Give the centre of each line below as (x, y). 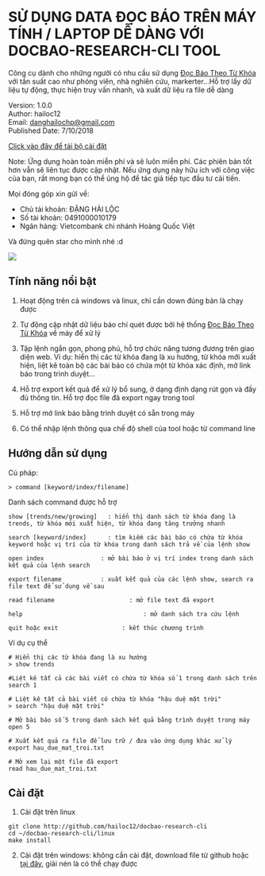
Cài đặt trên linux (48, 812)
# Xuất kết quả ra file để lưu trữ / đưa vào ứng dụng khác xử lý (120, 741)
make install (30, 841)
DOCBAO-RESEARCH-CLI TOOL (115, 51)
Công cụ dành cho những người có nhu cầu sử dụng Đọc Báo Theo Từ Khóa (132, 72)
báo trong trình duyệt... (57, 373)
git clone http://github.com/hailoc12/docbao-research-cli (108, 827)
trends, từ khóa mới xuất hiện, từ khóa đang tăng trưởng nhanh (117, 524)
